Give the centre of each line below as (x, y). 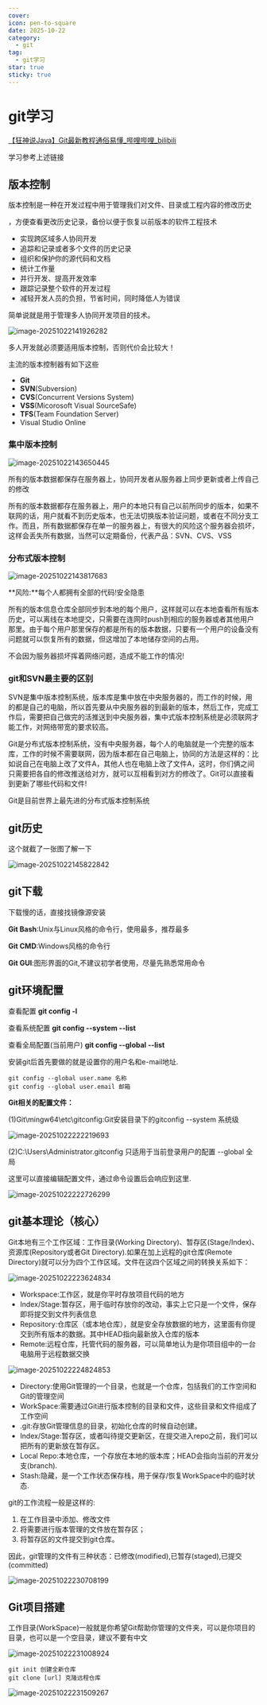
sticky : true (30, 75)
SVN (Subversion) (48, 389)
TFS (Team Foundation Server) (69, 414)
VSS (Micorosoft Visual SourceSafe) (78, 405)
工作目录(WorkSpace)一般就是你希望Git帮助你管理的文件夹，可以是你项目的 (132, 1628)
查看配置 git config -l (43, 1011)
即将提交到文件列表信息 (58, 1314)
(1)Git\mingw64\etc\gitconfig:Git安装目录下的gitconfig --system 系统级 (124, 1119)
